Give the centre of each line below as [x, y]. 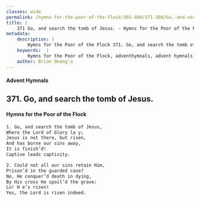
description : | [36, 39]
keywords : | [33, 51]
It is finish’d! [26, 149]
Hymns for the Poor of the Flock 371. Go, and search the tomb [107, 45]
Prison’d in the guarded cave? [45, 171]
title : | [17, 23]
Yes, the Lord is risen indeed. [46, 193]
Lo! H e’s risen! [28, 187]
